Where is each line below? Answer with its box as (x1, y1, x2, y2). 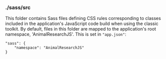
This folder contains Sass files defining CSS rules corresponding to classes (5, 15, 161, 21)
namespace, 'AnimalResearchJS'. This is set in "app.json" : (5, 31, 127, 37)
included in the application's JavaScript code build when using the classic (5, 20, 158, 26)
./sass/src (5, 4, 31, 11)
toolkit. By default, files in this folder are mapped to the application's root (5, 26, 156, 32)
